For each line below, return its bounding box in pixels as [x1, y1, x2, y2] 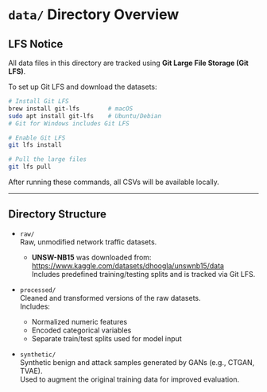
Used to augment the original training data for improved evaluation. [19, 375, 240, 384]
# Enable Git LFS [8, 133, 66, 142]
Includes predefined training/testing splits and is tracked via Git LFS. [31, 269, 256, 279]
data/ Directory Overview [8, 6, 180, 24]
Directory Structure [8, 208, 107, 221]
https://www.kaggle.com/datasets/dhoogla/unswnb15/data [31, 260, 225, 271]
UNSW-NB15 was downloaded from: [31, 252, 152, 262]
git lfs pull [8, 163, 52, 171]
